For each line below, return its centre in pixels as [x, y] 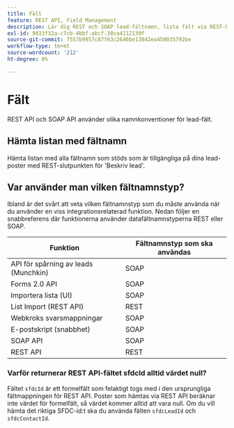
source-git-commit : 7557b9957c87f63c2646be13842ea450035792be [99, 40]
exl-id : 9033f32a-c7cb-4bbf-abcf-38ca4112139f [76, 33]
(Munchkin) [30, 273]
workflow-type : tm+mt [39, 46]
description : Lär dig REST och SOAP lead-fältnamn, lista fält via [107, 27]
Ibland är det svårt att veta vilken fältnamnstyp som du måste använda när [114, 204]
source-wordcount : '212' [43, 53]
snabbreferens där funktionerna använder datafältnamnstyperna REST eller [115, 219]
